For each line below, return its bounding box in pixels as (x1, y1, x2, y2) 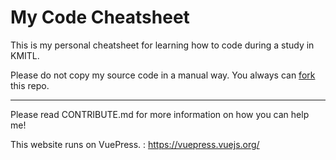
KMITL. (10, 49, 40, 61)
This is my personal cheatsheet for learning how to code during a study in (10, 39, 315, 51)
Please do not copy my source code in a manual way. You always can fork (10, 69, 316, 81)
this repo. (10, 79, 50, 91)
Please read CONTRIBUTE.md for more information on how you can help (10, 108, 310, 120)
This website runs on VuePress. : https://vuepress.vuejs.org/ (10, 138, 260, 150)
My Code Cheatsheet (10, 6, 190, 29)
